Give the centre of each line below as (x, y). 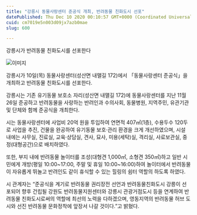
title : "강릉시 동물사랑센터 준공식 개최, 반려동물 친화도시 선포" (75, 11)
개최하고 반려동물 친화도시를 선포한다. (49, 83)
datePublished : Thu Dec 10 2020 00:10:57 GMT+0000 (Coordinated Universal (99, 17)
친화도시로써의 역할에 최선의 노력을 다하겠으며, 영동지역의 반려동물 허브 (103, 199)
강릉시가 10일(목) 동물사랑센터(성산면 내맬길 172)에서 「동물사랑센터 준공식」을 (97, 75)
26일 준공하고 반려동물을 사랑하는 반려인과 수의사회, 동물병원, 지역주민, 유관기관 (98, 103)
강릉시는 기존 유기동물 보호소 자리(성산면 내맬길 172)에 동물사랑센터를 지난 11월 (96, 95)
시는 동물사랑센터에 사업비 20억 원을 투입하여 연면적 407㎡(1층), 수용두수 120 (95, 122)
